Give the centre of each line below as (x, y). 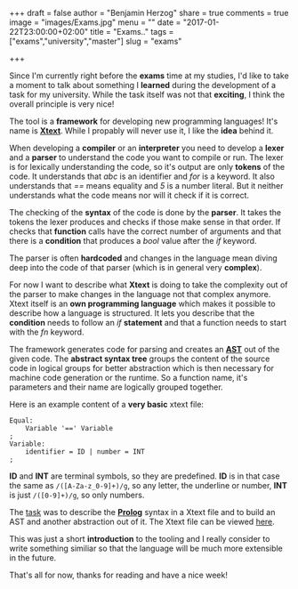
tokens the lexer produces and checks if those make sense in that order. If (145, 222)
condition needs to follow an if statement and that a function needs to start (148, 323)
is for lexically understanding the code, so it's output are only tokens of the (147, 167)
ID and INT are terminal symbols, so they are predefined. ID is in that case (145, 476)
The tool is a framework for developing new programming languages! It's (144, 121)
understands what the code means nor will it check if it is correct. (129, 195)
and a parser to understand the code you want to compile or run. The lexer (147, 157)
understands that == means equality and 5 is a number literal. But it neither (146, 186)
